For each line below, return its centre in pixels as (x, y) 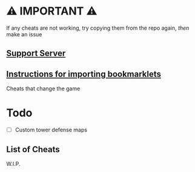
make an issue (24, 34)
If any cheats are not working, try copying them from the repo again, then (98, 28)
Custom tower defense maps (51, 130)
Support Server (36, 54)
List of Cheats (33, 149)
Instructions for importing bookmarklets (84, 74)
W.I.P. (13, 164)
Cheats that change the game (43, 88)
